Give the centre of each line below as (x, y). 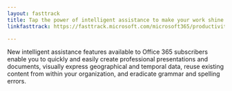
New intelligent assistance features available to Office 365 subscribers (108, 52)
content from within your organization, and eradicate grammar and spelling (114, 74)
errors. (17, 81)
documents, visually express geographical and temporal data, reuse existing (116, 67)
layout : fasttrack (33, 13)
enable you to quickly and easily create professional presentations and (108, 59)
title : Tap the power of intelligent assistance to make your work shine (116, 20)
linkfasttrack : (29, 26)
